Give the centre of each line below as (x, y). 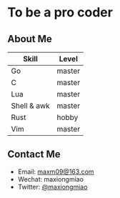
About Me (30, 39)
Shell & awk (30, 106)
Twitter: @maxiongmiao (52, 187)
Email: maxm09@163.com (56, 172)
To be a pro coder (60, 13)
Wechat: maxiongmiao (51, 179)
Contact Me (34, 154)
